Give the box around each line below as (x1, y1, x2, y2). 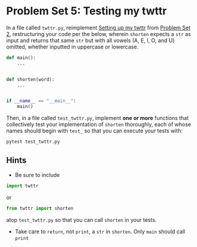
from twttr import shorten (6, 205, 74, 211)
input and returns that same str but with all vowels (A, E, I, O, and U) (6, 37, 175, 44)
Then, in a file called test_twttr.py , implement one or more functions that (6, 115, 189, 122)
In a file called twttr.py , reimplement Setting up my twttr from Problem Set (6, 24, 190, 31)
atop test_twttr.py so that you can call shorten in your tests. (6, 216, 157, 223)
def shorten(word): (6, 76, 55, 82)
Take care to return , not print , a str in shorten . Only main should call (14, 228, 186, 235)
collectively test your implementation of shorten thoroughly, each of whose (6, 121, 192, 128)
